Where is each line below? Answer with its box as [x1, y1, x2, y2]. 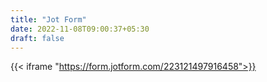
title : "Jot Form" [10, 14, 87, 25]
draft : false [10, 33, 65, 43]
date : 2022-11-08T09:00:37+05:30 [10, 24, 150, 34]
